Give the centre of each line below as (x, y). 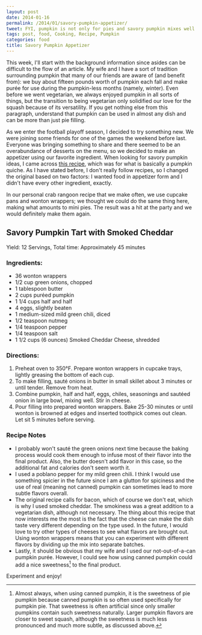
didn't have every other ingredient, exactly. (59, 183)
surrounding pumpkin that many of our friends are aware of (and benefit (96, 75)
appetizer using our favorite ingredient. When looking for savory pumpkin (97, 157)
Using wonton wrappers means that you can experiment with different (102, 538)
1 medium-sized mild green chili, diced (63, 314)
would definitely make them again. (49, 214)
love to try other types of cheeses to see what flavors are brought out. (102, 531)
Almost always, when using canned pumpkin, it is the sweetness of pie (103, 593)
